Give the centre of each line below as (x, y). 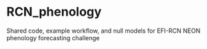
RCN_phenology (54, 12)
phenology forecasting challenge (53, 37)
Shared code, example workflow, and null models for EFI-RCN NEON (103, 31)
